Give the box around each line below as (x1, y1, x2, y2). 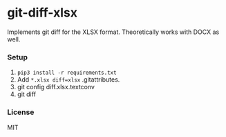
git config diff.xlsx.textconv (17, 83, 95, 91)
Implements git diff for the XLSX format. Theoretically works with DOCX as (7, 28, 220, 36)
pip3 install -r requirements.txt (17, 69, 117, 77)
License (7, 107, 35, 117)
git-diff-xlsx (7, 5, 78, 21)
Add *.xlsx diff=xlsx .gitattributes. (17, 75, 120, 84)
